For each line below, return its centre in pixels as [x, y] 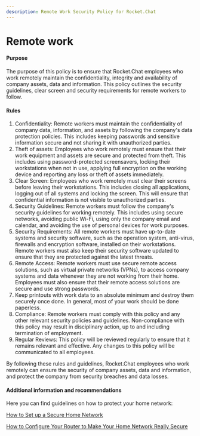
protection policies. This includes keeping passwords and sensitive [97, 136]
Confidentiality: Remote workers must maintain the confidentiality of [99, 124]
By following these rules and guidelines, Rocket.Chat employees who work [98, 364]
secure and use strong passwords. [57, 289]
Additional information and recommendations [64, 390]
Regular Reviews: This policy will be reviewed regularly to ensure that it [102, 340]
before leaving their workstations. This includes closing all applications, [103, 187]
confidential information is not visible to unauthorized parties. [90, 200]
